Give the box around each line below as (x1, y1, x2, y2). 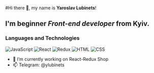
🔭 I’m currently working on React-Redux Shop (12, 56, 109, 62)
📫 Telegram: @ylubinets (12, 61, 65, 68)
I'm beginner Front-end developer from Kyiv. (5, 19, 150, 28)
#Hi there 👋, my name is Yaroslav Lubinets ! (5, 5, 97, 11)
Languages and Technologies (5, 34, 80, 42)
